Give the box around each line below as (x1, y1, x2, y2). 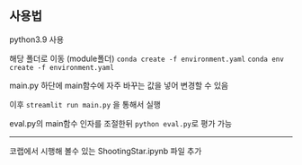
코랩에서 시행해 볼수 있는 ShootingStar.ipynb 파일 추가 (9, 145, 202, 156)
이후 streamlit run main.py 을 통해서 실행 (9, 99, 162, 109)
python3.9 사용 (9, 34, 65, 45)
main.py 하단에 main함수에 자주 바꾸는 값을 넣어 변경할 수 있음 (9, 80, 229, 91)
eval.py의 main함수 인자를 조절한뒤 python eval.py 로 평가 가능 (9, 117, 232, 128)
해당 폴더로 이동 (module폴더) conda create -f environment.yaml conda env (9, 53, 285, 64)
